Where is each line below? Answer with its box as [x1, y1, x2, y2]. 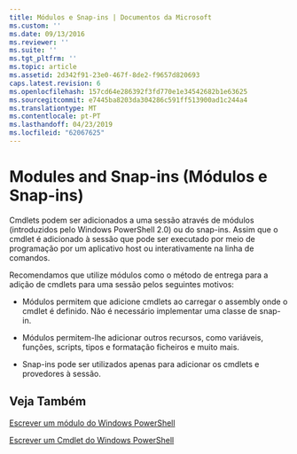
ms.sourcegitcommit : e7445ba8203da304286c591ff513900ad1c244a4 [9, 95, 248, 105]
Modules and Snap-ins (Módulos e [9, 167, 268, 187]
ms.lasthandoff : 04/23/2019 [9, 121, 113, 129]
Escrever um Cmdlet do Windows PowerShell [9, 434, 175, 445]
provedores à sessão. [21, 368, 102, 379]
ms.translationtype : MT [9, 104, 98, 113]
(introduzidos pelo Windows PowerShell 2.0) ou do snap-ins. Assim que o [9, 223, 278, 235]
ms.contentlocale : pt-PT [9, 112, 101, 121]
